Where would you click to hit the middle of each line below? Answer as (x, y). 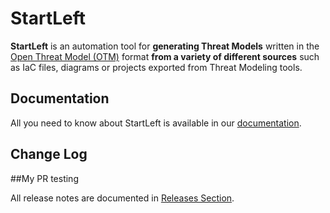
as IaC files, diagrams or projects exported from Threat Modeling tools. (156, 67)
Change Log (49, 154)
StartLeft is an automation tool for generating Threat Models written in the (165, 46)
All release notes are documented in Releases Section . (122, 198)
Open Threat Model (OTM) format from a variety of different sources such (165, 56)
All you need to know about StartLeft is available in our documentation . (156, 123)
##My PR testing (44, 178)
